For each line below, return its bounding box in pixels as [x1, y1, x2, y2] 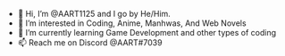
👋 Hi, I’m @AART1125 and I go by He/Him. [17, 9, 172, 19]
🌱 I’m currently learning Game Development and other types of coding [17, 28, 277, 37]
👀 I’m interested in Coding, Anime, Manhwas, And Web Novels [17, 18, 247, 28]
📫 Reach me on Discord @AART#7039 [17, 37, 163, 48]
